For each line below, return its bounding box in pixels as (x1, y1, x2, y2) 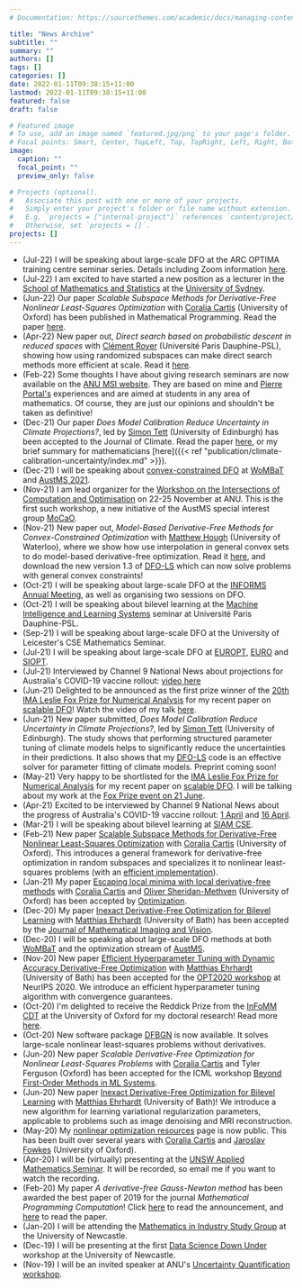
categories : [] (9, 71, 67, 81)
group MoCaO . (22, 512, 77, 523)
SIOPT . (22, 656, 49, 667)
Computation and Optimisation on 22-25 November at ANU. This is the (22, 493, 284, 504)
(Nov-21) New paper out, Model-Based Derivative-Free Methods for (22, 522, 274, 532)
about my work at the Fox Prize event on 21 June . (22, 790, 206, 801)
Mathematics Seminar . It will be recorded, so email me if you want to (22, 1163, 276, 1174)
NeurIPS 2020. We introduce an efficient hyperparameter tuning (22, 981, 261, 992)
